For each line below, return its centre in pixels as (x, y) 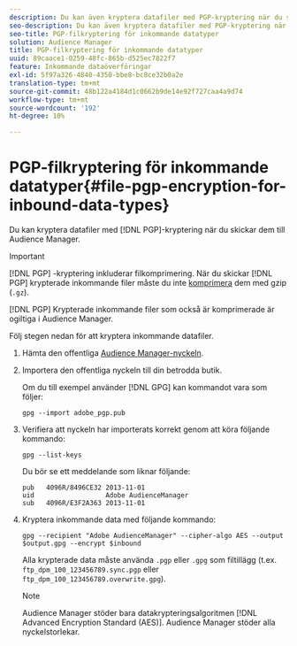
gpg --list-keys (52, 455)
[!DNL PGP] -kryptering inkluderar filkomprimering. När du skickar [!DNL (141, 273)
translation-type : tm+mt (55, 83)
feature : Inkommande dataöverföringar (80, 67)
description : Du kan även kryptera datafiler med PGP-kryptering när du (146, 17)
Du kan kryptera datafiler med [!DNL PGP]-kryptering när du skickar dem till (147, 230)
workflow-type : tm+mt (49, 100)
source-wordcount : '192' (55, 108)
